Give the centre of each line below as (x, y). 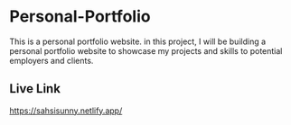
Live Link (35, 89)
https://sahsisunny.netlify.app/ (66, 111)
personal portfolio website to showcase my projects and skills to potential (146, 50)
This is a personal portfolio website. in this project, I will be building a (138, 41)
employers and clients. (52, 60)
